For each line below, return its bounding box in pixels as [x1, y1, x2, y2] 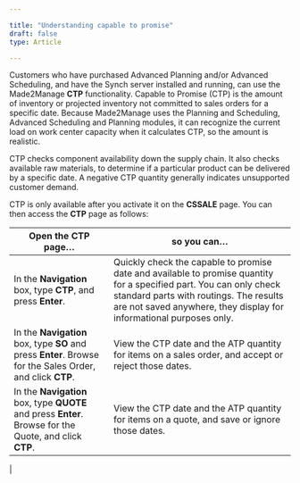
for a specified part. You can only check [112, 279, 281, 291]
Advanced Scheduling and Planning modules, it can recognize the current [9, 117, 281, 128]
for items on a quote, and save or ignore [112, 413, 281, 426]
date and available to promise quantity [112, 267, 274, 279]
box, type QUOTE [13, 396, 87, 409]
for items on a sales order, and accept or [112, 349, 284, 362]
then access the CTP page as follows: [9, 209, 149, 220]
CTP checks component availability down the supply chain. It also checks [9, 154, 279, 164]
